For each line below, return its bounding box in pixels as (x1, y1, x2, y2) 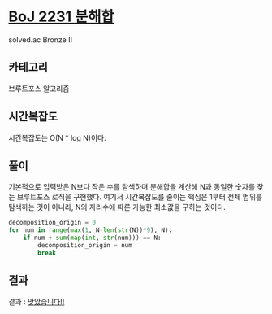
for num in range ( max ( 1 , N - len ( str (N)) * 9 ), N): (8, 226, 173, 234)
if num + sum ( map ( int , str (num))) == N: (23, 233, 162, 242)
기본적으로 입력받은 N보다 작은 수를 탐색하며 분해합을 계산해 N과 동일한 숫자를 (8, 182, 256, 192)
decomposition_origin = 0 (8, 219, 96, 227)
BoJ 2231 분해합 (8, 7, 115, 26)
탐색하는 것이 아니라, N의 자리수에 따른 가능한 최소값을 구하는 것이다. (8, 203, 226, 212)
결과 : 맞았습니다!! (8, 296, 65, 306)
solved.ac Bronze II (8, 34, 73, 45)
